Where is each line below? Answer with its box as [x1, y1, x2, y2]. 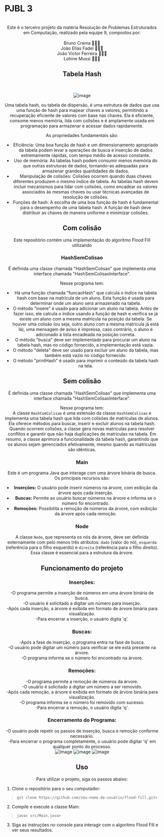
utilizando [72, 242, 92, 248]
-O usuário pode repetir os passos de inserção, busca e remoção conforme [5, 728, 159, 734]
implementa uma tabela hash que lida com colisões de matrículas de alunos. [5, 415, 159, 421]
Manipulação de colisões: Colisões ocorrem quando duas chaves [20, 173, 152, 179]
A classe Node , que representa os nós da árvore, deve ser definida [15, 534, 149, 540]
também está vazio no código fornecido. [44, 352, 127, 358]
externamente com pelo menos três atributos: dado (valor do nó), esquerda [7, 540, 157, 545]
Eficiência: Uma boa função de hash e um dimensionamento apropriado [13, 142, 158, 148]
